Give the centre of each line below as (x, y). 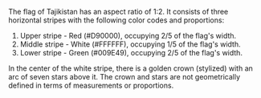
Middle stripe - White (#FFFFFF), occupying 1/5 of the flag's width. (130, 44)
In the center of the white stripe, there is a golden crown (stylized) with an (130, 68)
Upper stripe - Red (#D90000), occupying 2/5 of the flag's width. (128, 36)
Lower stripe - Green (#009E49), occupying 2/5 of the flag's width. (131, 53)
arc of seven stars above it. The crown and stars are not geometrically (124, 77)
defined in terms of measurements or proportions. (91, 85)
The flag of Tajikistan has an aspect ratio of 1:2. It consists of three (118, 12)
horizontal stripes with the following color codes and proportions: (116, 20)
